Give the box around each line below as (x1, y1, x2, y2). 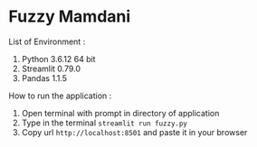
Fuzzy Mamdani (8, 6, 131, 27)
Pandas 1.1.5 (21, 72, 67, 83)
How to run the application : (8, 90, 112, 101)
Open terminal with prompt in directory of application (21, 107, 220, 118)
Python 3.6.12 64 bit (21, 53, 96, 64)
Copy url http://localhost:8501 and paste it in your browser (21, 126, 248, 137)
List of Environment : (8, 36, 86, 47)
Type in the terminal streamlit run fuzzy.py (21, 117, 187, 128)
